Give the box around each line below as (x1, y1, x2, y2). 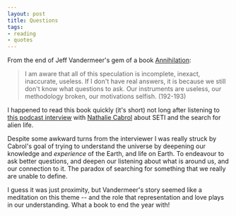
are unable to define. (7, 172, 69, 181)
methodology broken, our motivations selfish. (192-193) (24, 92, 187, 101)
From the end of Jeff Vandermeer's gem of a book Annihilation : (7, 56, 191, 64)
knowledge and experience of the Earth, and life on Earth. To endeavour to (7, 150, 225, 158)
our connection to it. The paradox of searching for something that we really (7, 164, 226, 173)
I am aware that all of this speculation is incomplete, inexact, (24, 70, 201, 78)
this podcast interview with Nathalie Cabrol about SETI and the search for (7, 114, 221, 122)
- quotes (7, 37, 33, 44)
